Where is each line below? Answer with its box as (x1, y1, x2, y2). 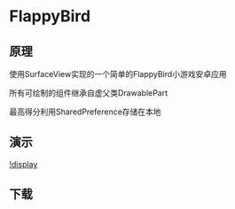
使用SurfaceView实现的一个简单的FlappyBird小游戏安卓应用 (9, 69, 227, 79)
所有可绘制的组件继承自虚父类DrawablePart (9, 88, 168, 98)
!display (9, 159, 38, 169)
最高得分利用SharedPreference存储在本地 (9, 106, 161, 117)
